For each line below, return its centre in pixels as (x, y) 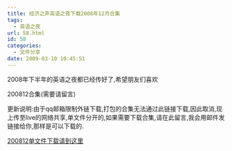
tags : (15, 20)
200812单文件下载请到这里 (45, 141)
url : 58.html (26, 33)
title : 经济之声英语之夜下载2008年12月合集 (64, 14)
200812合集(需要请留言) (42, 94)
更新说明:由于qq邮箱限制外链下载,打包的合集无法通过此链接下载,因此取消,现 (115, 109)
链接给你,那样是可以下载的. (46, 126)
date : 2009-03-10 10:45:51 (46, 59)
